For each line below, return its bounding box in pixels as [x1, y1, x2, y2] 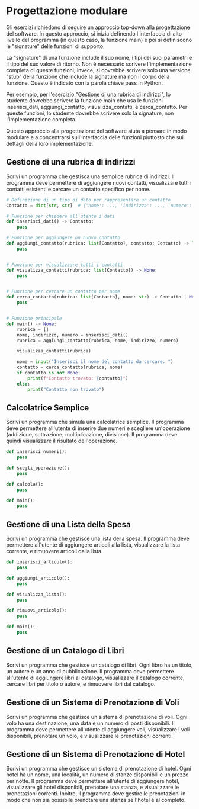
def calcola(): [6, 481, 44, 487]
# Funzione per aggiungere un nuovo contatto [6, 235, 120, 241]
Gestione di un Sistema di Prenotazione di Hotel [6, 749, 185, 759]
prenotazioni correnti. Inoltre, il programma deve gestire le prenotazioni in [6, 790, 186, 797]
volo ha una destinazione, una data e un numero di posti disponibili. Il [6, 720, 175, 727]
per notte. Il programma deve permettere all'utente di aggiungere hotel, [6, 778, 180, 785]
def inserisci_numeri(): [6, 449, 68, 455]
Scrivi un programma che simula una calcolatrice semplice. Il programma [6, 419, 184, 426]
